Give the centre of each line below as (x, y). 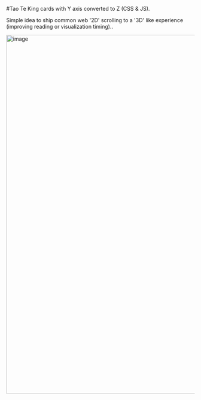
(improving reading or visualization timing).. (60, 27)
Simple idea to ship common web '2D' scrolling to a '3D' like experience (95, 20)
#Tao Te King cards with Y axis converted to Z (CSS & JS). (78, 9)
